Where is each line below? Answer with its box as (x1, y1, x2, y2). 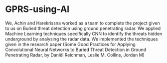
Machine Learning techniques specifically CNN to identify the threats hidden (5, 30, 163, 36)
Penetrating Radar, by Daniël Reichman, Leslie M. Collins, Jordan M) (5, 51, 145, 58)
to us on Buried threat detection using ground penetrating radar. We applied (5, 25, 161, 31)
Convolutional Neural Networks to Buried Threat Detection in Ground (5, 46, 146, 52)
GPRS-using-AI (5, 3, 70, 15)
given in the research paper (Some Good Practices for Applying (5, 41, 136, 47)
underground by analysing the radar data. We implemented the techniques (5, 36, 158, 42)
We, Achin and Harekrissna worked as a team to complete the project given (5, 20, 161, 26)
